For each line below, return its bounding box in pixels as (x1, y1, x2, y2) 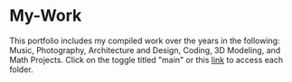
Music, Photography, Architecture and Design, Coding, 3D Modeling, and (9, 44, 281, 55)
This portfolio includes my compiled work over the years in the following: (9, 35, 280, 46)
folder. (9, 64, 33, 75)
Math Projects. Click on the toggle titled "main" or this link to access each (9, 54, 283, 65)
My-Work (9, 5, 82, 26)
